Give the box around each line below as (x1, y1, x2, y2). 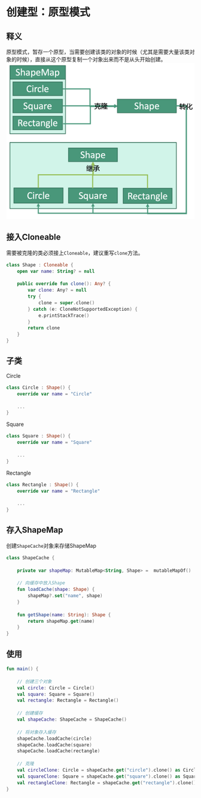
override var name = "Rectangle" (17, 488, 100, 494)
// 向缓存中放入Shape (17, 580, 66, 586)
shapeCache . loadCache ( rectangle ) (17, 748, 100, 754)
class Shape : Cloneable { (6, 262, 74, 268)
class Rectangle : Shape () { (6, 481, 79, 488)
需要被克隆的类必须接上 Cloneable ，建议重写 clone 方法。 (6, 249, 144, 256)
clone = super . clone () (38, 299, 95, 306)
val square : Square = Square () (17, 691, 95, 697)
